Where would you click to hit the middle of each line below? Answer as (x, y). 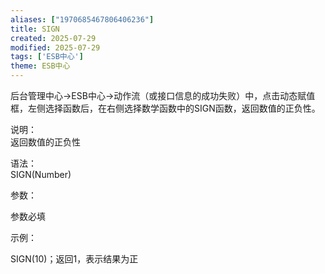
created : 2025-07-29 (53, 38)
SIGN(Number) (41, 174)
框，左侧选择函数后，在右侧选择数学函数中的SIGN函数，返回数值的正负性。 (165, 108)
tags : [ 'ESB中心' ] (47, 57)
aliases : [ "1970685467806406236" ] (82, 19)
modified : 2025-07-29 (55, 47)
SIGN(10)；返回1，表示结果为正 (74, 259)
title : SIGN (35, 29)
